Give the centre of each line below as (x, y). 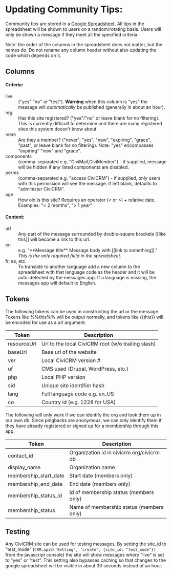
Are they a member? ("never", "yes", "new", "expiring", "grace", (85, 140)
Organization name (92, 467)
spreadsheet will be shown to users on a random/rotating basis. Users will (83, 29)
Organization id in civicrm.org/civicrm (114, 452)
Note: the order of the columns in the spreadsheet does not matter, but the (84, 44)
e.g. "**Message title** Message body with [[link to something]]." (88, 250)
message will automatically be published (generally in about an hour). (92, 107)
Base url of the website (69, 352)
